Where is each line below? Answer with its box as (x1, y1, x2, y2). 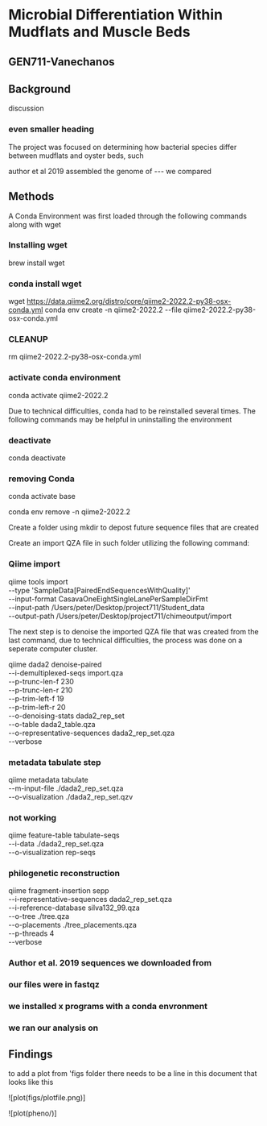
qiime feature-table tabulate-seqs (8, 830, 120, 840)
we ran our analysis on (8, 1022, 99, 1033)
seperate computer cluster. (8, 643, 98, 654)
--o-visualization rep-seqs (8, 848, 97, 858)
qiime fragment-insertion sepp (8, 886, 110, 895)
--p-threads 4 (8, 929, 55, 938)
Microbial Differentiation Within (8, 6, 224, 24)
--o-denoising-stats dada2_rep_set (8, 711, 125, 721)
